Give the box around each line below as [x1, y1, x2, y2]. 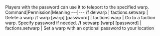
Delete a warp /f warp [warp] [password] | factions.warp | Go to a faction [5, 15, 156, 20]
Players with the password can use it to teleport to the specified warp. [5, 4, 150, 10]
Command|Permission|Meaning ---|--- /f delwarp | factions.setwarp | [5, 9, 149, 15]
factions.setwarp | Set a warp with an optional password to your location [5, 25, 155, 31]
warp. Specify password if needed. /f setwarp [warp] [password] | [5, 20, 142, 26]
